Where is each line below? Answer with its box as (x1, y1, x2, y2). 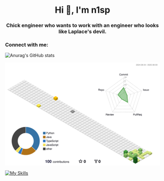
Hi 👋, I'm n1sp (55, 4, 110, 16)
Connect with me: (5, 41, 49, 48)
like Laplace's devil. (58, 28, 107, 35)
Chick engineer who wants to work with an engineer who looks (6, 22, 159, 29)
